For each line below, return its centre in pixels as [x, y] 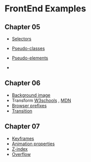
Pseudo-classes [28, 48]
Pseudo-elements [30, 58]
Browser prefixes [29, 106]
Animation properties [33, 144]
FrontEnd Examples [45, 9]
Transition [22, 111]
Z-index [20, 149]
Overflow [21, 154]
